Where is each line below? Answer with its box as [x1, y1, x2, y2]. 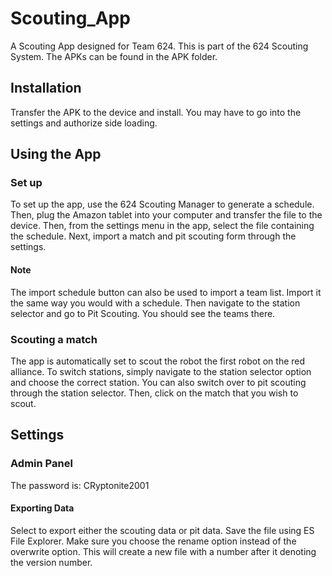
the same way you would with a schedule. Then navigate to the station [10, 297, 301, 309]
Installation [10, 80, 82, 97]
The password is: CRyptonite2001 [10, 479, 150, 491]
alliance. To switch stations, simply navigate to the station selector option [10, 365, 312, 377]
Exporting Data [10, 502, 75, 514]
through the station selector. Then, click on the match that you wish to [10, 387, 299, 399]
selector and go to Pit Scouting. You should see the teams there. [10, 307, 276, 319]
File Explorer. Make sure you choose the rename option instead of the [10, 535, 297, 547]
